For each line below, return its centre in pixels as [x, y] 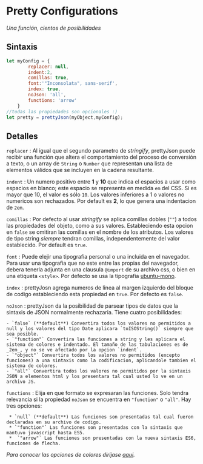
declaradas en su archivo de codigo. [54, 422]
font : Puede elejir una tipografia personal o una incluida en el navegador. [98, 257]
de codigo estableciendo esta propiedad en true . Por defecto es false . [95, 294]
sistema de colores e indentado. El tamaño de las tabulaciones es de [97, 345]
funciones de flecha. [34, 443]
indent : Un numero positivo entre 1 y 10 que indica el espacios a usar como [101, 182]
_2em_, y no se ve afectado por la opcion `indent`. [74, 350]
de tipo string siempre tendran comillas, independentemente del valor [93, 239]
